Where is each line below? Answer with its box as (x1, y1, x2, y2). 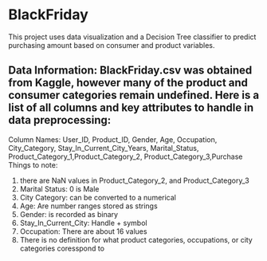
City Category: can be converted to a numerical (19, 192, 177, 202)
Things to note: (8, 160, 58, 169)
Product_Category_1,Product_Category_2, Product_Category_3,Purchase (8, 152, 243, 161)
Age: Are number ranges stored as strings (19, 201, 158, 211)
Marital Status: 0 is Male (19, 184, 100, 193)
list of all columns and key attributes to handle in (8, 101, 254, 115)
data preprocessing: (8, 113, 112, 127)
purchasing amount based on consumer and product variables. (8, 40, 215, 49)
